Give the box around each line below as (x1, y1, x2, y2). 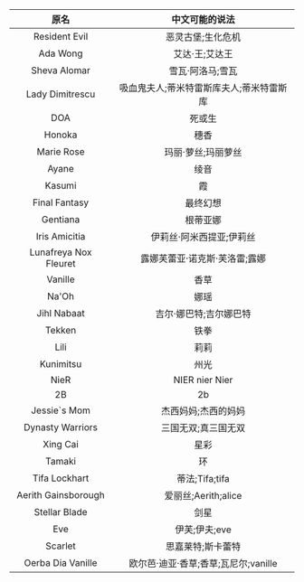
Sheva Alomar (31, 64, 90, 76)
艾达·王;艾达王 (173, 48, 233, 60)
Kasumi (44, 180, 77, 192)
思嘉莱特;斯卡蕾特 (166, 540, 242, 552)
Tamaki (44, 455, 77, 467)
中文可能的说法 (171, 14, 235, 25)
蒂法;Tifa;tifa (176, 473, 231, 484)
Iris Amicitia (35, 230, 86, 242)
